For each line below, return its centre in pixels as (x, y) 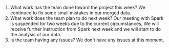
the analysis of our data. (36, 34)
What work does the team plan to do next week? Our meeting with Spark (87, 18)
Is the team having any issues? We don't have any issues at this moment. (87, 40)
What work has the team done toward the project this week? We (78, 7)
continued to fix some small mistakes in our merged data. (71, 13)
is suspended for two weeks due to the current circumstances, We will (84, 23)
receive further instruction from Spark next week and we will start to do (86, 29)
